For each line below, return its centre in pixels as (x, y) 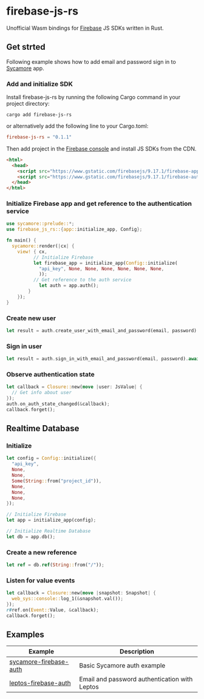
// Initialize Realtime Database (49, 531)
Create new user (31, 318)
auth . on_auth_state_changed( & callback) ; (58, 404)
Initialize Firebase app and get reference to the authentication (99, 203)
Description (137, 652)
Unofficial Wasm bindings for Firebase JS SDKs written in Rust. (85, 28)
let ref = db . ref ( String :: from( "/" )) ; (55, 565)
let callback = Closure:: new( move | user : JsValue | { (74, 387)
